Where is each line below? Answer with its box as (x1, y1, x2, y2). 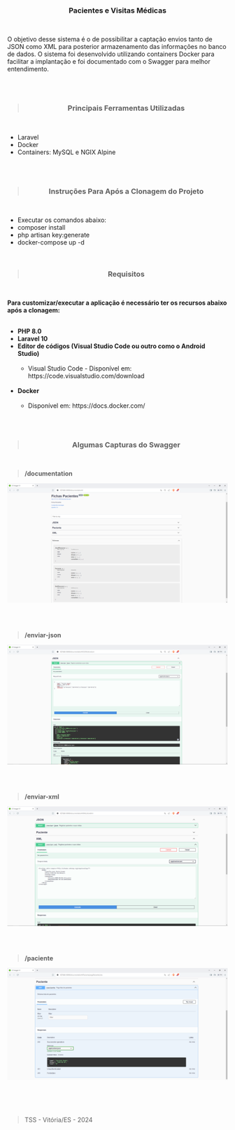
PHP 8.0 (17, 327, 42, 336)
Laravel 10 (17, 335, 48, 343)
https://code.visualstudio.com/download (27, 372, 145, 380)
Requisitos (107, 269, 145, 279)
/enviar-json (24, 631, 62, 639)
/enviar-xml (24, 792, 59, 801)
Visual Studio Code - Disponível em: (27, 364, 132, 373)
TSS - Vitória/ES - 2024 (24, 1115, 93, 1124)
